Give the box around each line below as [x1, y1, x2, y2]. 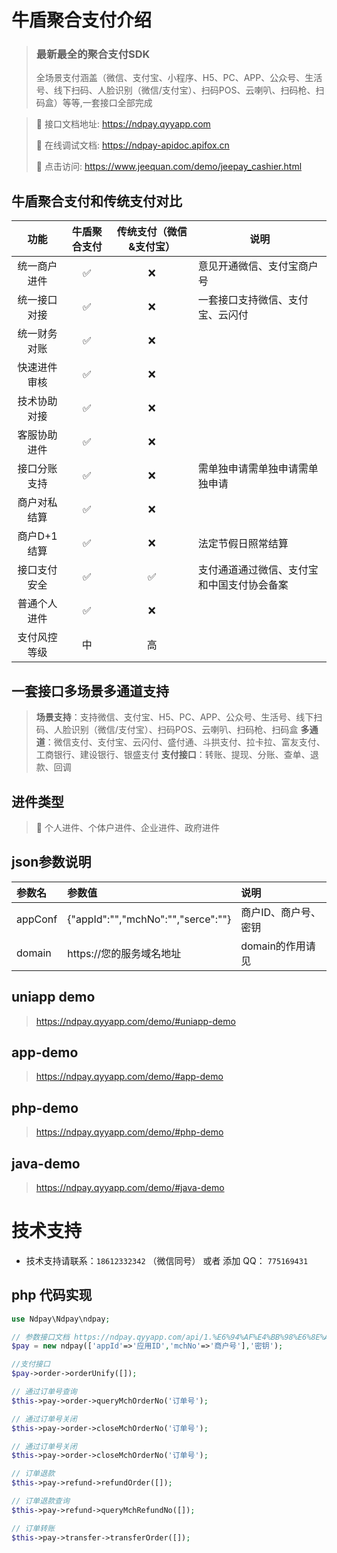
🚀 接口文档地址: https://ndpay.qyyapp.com [35, 118, 211, 130]
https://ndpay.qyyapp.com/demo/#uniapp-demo [35, 1015, 236, 1027]
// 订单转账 [11, 1523, 56, 1533]
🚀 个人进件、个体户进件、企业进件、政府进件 [35, 821, 220, 833]
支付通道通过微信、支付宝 [197, 563, 319, 577]
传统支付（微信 [116, 225, 188, 239]
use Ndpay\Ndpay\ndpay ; [11, 1314, 111, 1324]
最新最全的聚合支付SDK [35, 47, 151, 61]
